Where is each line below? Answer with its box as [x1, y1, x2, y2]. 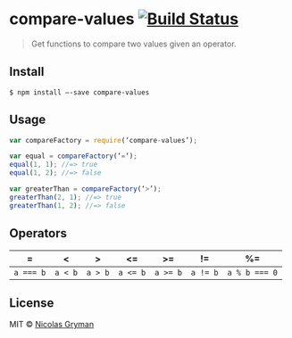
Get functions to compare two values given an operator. [30, 38, 237, 49]
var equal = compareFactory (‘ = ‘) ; [9, 152, 138, 161]
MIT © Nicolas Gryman [9, 319, 95, 330]
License [9, 295, 54, 310]
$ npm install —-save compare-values [9, 87, 150, 97]
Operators [9, 226, 68, 241]
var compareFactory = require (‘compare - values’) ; [9, 136, 198, 144]
